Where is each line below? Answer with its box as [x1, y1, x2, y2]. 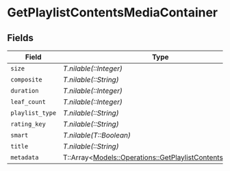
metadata [10, 154, 39, 161]
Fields [7, 32, 34, 44]
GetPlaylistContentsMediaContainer [7, 5, 218, 21]
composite [10, 76, 42, 83]
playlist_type [10, 109, 57, 117]
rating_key [10, 120, 46, 128]
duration [10, 87, 39, 94]
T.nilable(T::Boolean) [62, 131, 131, 140]
